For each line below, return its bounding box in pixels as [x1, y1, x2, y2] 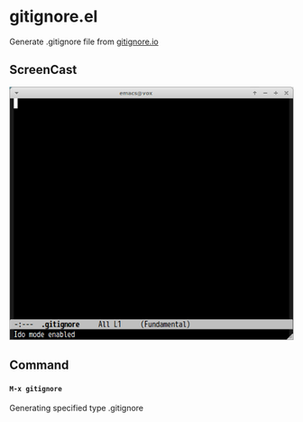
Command [9, 357, 69, 372]
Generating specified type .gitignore [9, 403, 144, 414]
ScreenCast [9, 62, 78, 78]
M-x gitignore [9, 384, 63, 393]
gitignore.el [9, 6, 98, 27]
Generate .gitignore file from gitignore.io [9, 36, 160, 47]
